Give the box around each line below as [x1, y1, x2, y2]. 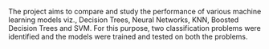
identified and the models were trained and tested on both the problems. [8, 32, 248, 41]
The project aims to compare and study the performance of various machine [8, 7, 262, 16]
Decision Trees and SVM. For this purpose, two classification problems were [8, 24, 261, 32]
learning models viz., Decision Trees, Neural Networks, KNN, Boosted [8, 15, 239, 24]
